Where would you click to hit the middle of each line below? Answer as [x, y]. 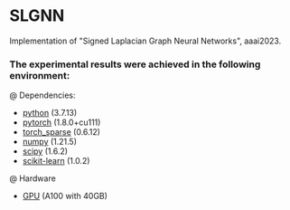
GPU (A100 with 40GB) [65, 196]
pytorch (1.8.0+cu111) [61, 122]
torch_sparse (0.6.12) [61, 132]
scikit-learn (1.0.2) [56, 161]
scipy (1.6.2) [45, 151]
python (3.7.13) [50, 113]
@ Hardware [33, 178]
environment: [40, 75]
